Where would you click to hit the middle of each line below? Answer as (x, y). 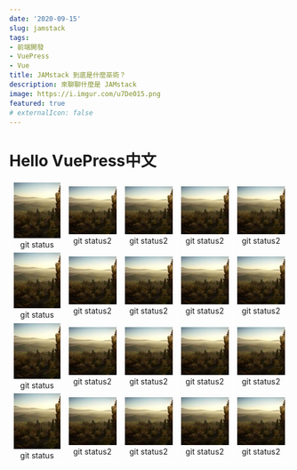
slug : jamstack (37, 28)
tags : (19, 37)
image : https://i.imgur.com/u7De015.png (85, 93)
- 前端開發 (27, 47)
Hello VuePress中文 (83, 161)
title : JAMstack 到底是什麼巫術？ (68, 76)
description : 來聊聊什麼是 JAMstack (73, 85)
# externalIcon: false (51, 113)
